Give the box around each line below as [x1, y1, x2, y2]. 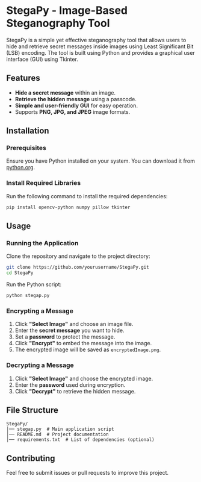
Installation [6, 126, 49, 136]
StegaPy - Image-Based [6, 4, 128, 17]
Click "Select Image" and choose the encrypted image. [14, 375, 153, 382]
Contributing [6, 453, 55, 463]
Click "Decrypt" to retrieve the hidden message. [14, 387, 136, 395]
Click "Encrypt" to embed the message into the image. [14, 340, 152, 347]
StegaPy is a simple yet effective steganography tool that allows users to [6, 36, 187, 43]
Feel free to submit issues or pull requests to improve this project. [6, 469, 169, 477]
